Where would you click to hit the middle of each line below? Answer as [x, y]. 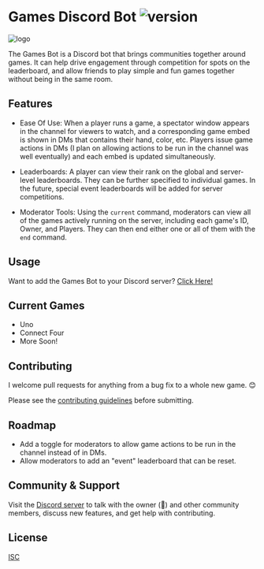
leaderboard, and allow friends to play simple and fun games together [121, 70]
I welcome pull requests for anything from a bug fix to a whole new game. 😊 [132, 385]
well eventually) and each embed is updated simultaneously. [117, 156]
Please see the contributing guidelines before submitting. [101, 400]
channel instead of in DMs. [63, 452]
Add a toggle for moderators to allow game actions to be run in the [128, 444]
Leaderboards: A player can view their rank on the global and [119, 171]
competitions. [42, 196]
